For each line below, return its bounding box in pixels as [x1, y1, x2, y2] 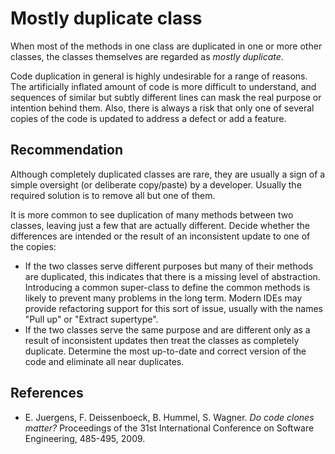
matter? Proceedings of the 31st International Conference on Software [24, 422, 315, 434]
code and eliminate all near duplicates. [24, 355, 185, 367]
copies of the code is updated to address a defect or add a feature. [10, 112, 287, 124]
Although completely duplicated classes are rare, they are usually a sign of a [10, 168, 326, 180]
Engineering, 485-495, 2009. [24, 432, 146, 444]
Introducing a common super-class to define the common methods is [24, 281, 311, 293]
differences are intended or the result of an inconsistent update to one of [10, 230, 311, 242]
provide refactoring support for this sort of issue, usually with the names [24, 302, 323, 314]
